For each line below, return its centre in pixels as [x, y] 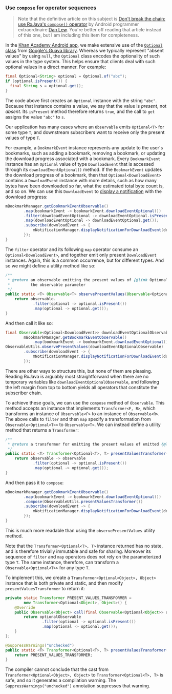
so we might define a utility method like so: [50, 265]
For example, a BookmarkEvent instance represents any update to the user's [84, 147]
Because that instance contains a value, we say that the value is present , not [86, 106]
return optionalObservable [52, 617]
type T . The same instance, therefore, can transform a [62, 562]
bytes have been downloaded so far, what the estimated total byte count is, [85, 186]
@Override [25, 607]
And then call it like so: [29, 323]
